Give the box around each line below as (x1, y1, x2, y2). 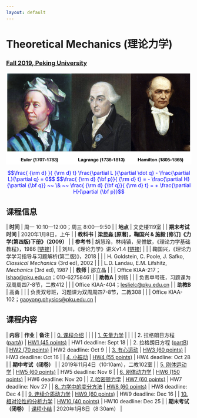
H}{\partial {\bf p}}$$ (73, 188, 125, 195)
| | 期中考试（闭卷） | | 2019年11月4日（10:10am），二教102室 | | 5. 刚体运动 (6, 361, 187, 368)
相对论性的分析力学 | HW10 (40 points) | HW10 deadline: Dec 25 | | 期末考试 (6, 397, 189, 404)
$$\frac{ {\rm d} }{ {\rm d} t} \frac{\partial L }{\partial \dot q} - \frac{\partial (7, 170, 191, 177)
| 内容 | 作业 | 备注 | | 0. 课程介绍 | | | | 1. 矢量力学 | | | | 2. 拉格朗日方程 (6, 331, 175, 339)
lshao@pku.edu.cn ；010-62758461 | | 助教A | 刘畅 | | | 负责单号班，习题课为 (6, 274, 191, 281)
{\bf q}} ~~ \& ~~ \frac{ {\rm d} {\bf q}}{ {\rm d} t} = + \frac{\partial (27, 182, 191, 189)
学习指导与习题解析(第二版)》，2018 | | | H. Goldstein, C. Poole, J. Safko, (11, 253, 185, 260)
